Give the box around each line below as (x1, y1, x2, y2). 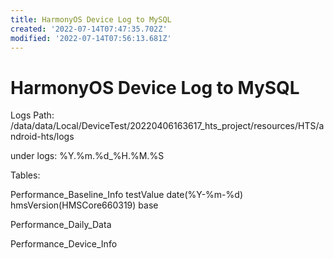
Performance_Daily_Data (10, 219, 112, 231)
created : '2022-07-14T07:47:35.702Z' (10, 24, 168, 34)
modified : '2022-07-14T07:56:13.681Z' (10, 33, 172, 43)
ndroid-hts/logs (10, 131, 75, 143)
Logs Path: (10, 109, 55, 121)
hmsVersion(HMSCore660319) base (10, 199, 159, 211)
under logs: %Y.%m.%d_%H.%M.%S (10, 150, 165, 162)
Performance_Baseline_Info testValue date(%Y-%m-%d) (10, 189, 243, 201)
